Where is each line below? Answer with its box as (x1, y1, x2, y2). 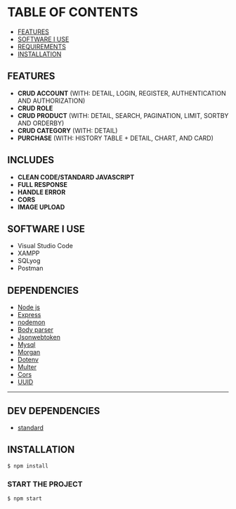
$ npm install (7, 462, 49, 470)
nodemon (17, 318, 46, 327)
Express (17, 311, 41, 319)
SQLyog (17, 257, 41, 265)
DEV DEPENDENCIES (7, 405, 100, 417)
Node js (17, 303, 41, 311)
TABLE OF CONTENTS (7, 4, 138, 20)
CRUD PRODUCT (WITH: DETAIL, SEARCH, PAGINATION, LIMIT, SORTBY (17, 111, 229, 120)
